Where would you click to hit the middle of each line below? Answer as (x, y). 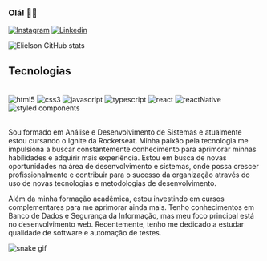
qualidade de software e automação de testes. (85, 232)
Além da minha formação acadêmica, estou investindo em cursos (116, 199)
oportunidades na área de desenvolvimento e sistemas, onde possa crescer (133, 166)
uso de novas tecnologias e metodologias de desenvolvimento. (112, 183)
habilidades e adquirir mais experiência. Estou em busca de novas (117, 157)
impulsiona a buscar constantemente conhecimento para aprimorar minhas (132, 149)
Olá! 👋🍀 (23, 13)
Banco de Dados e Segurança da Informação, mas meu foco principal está (131, 215)
